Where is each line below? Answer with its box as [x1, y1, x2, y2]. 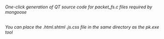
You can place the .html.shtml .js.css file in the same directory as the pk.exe [5, 24, 160, 30]
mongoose [5, 9, 27, 15]
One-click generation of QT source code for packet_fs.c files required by [5, 4, 152, 10]
